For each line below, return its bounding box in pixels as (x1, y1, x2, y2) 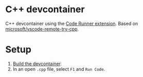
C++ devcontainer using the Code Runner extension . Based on (5, 20, 138, 27)
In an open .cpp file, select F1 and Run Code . (12, 66, 105, 72)
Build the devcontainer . (12, 60, 62, 67)
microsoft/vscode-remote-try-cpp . (5, 25, 79, 32)
